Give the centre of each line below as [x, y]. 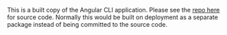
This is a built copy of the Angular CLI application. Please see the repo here [113, 10]
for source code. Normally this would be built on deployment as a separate [112, 17]
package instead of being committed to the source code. [87, 24]
